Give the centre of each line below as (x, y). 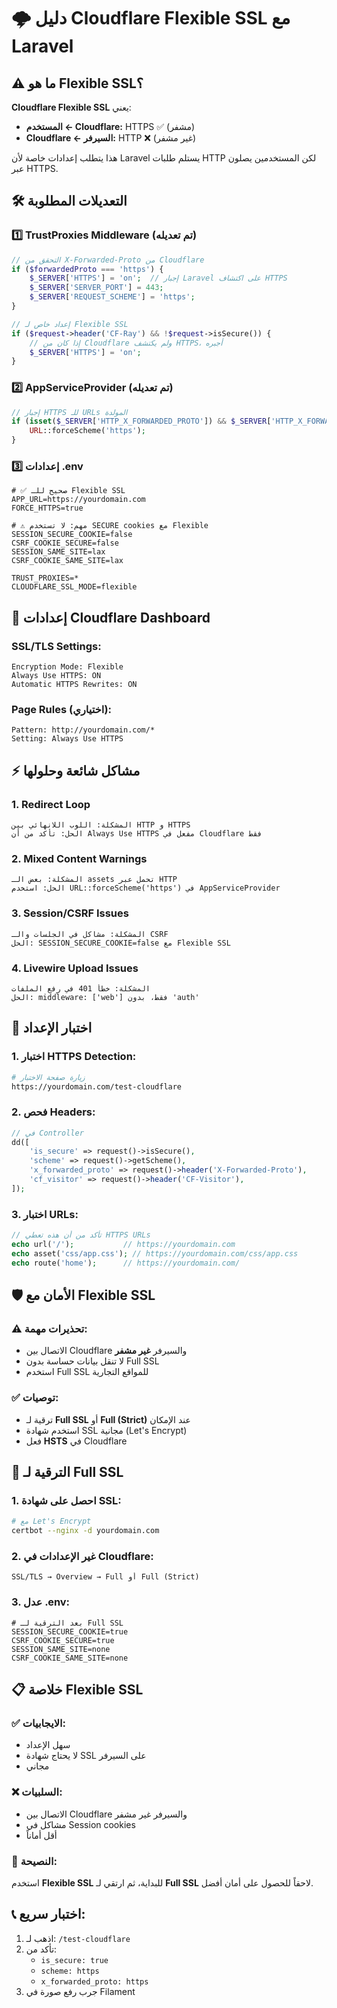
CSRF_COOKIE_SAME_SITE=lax (67, 561)
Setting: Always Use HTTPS (67, 739)
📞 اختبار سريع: (48, 1914)
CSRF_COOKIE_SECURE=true (63, 1640)
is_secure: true (74, 1960)
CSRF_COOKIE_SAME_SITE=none (70, 1658)
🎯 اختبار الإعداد (52, 1028)
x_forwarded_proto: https (94, 1981)
